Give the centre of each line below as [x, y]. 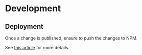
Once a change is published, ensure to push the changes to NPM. [71, 38]
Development [33, 9]
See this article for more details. [37, 47]
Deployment [24, 27]
